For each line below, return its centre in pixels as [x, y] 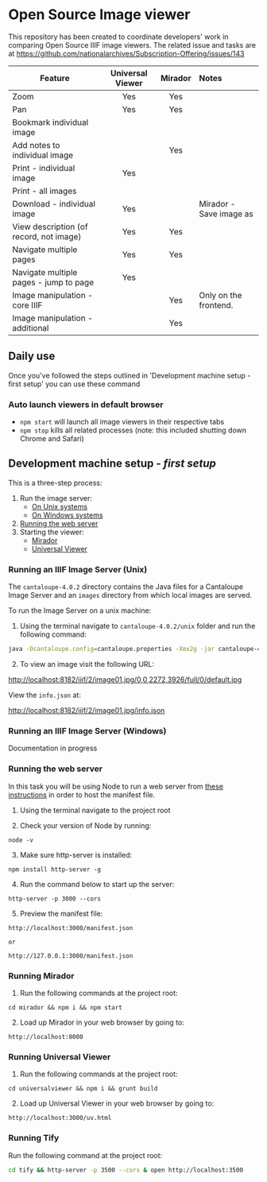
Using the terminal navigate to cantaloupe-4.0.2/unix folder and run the [137, 626]
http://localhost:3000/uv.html [60, 1118]
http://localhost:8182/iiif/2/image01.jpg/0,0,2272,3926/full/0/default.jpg [125, 680]
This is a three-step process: [55, 482]
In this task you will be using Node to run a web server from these [116, 786]
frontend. [216, 305]
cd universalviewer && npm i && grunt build [83, 1089]
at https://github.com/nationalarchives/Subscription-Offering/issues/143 [126, 53]
